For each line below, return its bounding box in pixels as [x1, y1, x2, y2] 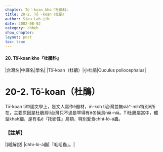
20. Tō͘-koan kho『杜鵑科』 [5, 55, 61, 61]
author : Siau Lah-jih [5, 16, 50, 21]
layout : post [5, 35, 32, 40]
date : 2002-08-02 [5, 21, 41, 26]
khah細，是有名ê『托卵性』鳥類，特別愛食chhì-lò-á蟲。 [9, 115, 123, 121]
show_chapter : [5, 30, 35, 35]
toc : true [5, 39, 26, 44]
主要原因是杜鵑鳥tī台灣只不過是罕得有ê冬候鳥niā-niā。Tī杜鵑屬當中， [13, 110, 154, 115]
